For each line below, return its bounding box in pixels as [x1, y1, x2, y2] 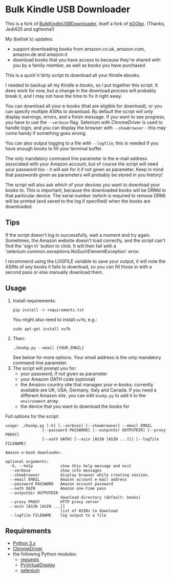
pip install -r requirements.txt [12, 307, 84, 313]
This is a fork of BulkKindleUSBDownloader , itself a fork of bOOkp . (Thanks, [5, 20, 165, 27]
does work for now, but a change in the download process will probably [5, 87, 156, 93]
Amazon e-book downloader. [5, 450, 63, 455]
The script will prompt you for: [12, 365, 77, 371]
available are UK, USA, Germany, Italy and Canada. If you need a [20, 387, 157, 393]
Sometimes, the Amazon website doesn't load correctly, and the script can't [5, 237, 165, 243]
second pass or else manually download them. [5, 269, 103, 275]
